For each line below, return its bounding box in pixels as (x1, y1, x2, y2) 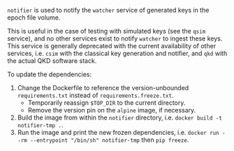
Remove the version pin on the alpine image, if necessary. (27, 106, 196, 114)
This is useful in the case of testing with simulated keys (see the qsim (7, 27, 206, 35)
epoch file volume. (7, 13, 61, 22)
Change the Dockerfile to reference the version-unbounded (17, 84, 189, 92)
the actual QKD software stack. (7, 57, 97, 65)
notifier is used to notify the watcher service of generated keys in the (7, 6, 210, 14)
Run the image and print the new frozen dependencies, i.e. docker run (17, 129, 219, 136)
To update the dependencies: (7, 70, 92, 78)
